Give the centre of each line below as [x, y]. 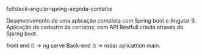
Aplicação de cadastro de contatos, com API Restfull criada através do [95, 27]
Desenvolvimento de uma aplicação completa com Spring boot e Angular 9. [101, 20]
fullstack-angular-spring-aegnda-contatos [60, 9]
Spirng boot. [22, 34]
